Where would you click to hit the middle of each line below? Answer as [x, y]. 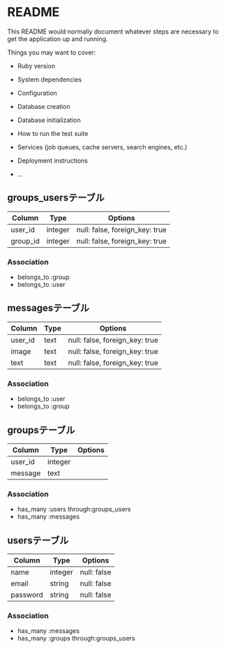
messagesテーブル [48, 308]
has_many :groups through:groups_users [76, 639]
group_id [25, 241]
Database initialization [49, 120]
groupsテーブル [41, 430]
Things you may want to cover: [52, 52]
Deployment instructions [53, 161]
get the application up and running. [58, 38]
